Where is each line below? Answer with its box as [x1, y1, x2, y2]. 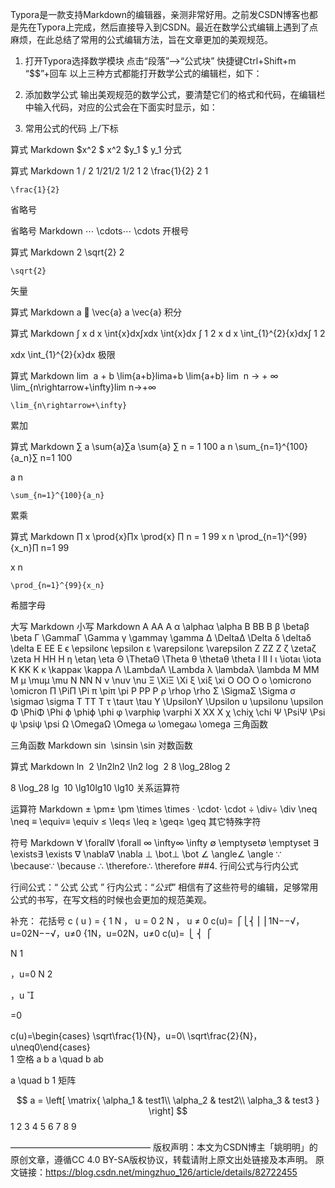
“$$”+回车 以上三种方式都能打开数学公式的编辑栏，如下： [24, 68, 263, 79]
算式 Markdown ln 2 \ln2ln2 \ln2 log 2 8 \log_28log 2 [10, 761, 231, 772]
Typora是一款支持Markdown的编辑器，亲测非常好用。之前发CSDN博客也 [10, 9, 310, 20]
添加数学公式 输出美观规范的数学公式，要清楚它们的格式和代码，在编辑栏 [24, 89, 326, 100]
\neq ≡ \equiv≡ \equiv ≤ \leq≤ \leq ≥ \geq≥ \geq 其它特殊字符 [10, 816, 262, 827]
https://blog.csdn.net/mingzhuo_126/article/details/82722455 [45, 1166, 298, 1178]
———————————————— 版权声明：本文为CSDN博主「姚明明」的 [10, 1141, 318, 1153]
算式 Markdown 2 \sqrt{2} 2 [10, 246, 125, 258]
